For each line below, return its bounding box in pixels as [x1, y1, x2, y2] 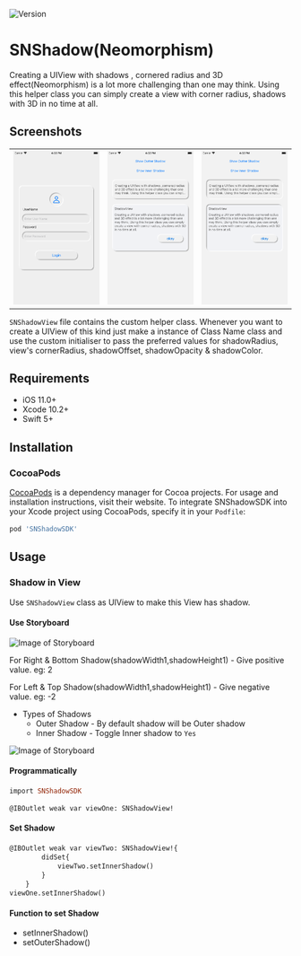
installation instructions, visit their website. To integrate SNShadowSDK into [9, 496, 288, 507]
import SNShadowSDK [9, 786, 82, 795]
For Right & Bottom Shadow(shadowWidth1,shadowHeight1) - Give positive [9, 654, 285, 665]
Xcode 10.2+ [21, 404, 70, 415]
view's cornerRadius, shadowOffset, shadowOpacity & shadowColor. [9, 345, 263, 355]
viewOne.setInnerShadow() [9, 889, 106, 898]
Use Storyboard [9, 618, 70, 628]
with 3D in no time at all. [9, 98, 99, 109]
